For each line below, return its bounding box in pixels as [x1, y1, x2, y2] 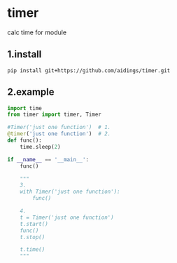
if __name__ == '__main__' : [7, 156, 90, 163]
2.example [7, 86, 55, 98]
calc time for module [7, 28, 67, 36]
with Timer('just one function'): [20, 188, 120, 196]
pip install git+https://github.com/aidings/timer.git [7, 67, 171, 74]
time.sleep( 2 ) [20, 143, 61, 150]
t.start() [20, 220, 49, 227]
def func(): [7, 137, 42, 144]
